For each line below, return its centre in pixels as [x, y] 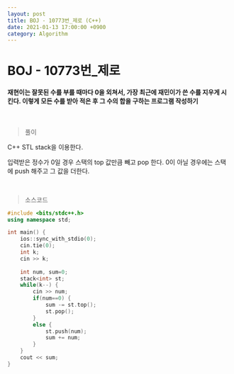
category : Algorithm [38, 34]
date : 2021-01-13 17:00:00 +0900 [57, 27]
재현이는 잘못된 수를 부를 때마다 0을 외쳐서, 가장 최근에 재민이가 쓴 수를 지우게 [113, 92]
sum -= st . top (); [71, 305]
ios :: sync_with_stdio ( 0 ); [58, 239]
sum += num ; [63, 338]
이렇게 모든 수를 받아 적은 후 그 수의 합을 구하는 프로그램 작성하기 [110, 101]
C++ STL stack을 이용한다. [45, 147]
